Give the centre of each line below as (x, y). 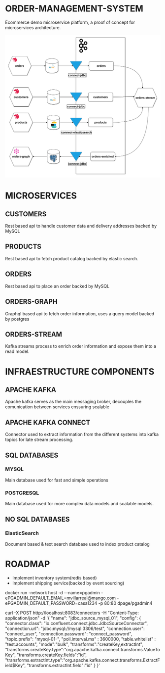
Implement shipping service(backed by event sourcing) (68, 583)
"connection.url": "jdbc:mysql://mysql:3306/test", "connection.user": (75, 628)
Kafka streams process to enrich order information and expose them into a (81, 346)
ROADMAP (28, 564)
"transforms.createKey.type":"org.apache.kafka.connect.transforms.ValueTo (82, 649)
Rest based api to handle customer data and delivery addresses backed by (81, 226)
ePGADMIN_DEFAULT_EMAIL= (36, 598)
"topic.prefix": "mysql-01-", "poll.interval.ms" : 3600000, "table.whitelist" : (81, 639)
